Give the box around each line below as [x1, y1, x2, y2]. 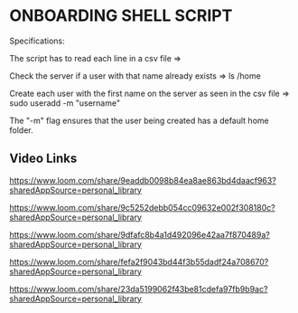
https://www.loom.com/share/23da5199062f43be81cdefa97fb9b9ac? [9, 283, 268, 294]
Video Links [9, 151, 78, 166]
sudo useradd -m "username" [9, 97, 120, 109]
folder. [9, 124, 33, 136]
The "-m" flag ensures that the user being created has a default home [9, 115, 269, 126]
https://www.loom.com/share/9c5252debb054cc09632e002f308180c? [9, 202, 275, 213]
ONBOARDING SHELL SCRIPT [9, 5, 233, 26]
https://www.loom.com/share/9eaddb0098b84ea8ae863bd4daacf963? [9, 175, 277, 185]
